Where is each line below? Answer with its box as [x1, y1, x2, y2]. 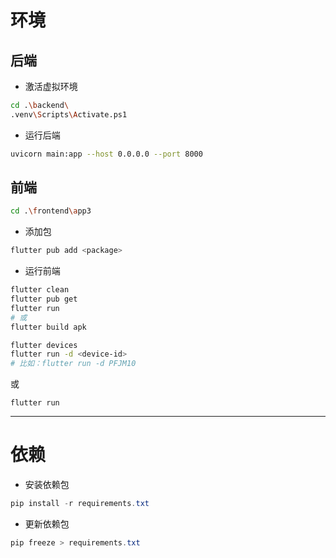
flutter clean [10, 285, 70, 295]
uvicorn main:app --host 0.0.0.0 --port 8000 [10, 149, 203, 159]
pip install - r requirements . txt [10, 499, 150, 509]
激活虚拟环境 [24, 81, 78, 92]
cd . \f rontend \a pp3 [10, 206, 92, 216]
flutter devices [10, 340, 78, 350]
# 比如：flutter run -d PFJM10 [10, 359, 137, 369]
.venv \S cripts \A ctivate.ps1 [10, 109, 128, 120]
